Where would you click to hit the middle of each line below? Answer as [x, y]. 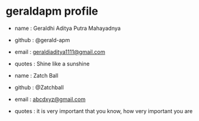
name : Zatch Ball [36, 75]
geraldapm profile [52, 11]
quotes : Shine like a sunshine [52, 64]
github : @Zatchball [39, 87]
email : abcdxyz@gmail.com [50, 99]
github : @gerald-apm [42, 40]
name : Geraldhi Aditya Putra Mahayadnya [67, 28]
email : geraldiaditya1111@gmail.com [60, 52]
